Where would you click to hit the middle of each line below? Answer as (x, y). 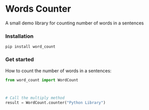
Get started (20, 60)
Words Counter (38, 9)
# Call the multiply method (35, 98)
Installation (20, 36)
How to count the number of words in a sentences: (58, 71)
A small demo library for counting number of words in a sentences (74, 23)
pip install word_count (31, 47)
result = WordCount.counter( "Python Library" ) (55, 103)
